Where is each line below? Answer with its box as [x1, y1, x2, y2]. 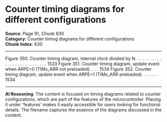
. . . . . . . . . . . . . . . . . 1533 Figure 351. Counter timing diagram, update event [5, 61, 160, 67]
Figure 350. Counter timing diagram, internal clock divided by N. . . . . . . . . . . [5, 55, 162, 61]
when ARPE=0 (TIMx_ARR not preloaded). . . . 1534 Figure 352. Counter [5, 66, 152, 72]
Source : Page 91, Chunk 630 [5, 30, 65, 36]
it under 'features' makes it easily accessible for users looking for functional [5, 101, 161, 108]
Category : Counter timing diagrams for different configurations [5, 36, 135, 42]
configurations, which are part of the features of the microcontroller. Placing [5, 96, 161, 102]
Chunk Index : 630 [5, 41, 43, 47]
